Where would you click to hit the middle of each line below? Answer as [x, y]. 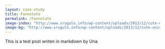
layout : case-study [25, 9]
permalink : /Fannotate [28, 18]
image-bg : [15, 28]
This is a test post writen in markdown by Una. [52, 41]
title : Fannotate [23, 14]
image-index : [18, 23]
